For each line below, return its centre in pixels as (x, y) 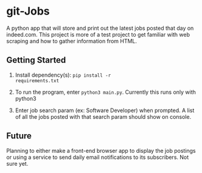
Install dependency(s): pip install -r (63, 75)
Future (19, 136)
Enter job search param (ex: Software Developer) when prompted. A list (105, 110)
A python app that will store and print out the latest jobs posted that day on (100, 28)
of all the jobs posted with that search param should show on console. (103, 116)
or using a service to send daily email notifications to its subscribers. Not (98, 157)
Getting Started (36, 60)
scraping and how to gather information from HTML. (72, 41)
